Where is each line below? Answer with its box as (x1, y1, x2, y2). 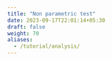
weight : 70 (7, 29, 39, 37)
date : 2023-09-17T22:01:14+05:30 (7, 17, 106, 24)
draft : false (7, 23, 46, 30)
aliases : (7, 36, 33, 43)
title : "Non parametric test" (7, 10, 97, 18)
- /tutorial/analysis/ (13, 43, 80, 50)
